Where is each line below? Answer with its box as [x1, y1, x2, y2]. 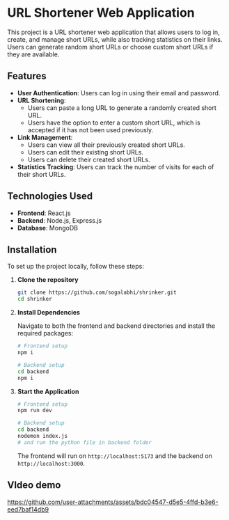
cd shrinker [17, 296, 52, 303]
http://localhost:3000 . [17, 459, 86, 467]
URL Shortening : [17, 96, 66, 104]
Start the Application [17, 387, 79, 395]
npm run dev [17, 407, 52, 414]
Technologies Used [7, 190, 93, 203]
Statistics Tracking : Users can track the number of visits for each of [17, 162, 214, 171]
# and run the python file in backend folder [17, 439, 152, 446]
